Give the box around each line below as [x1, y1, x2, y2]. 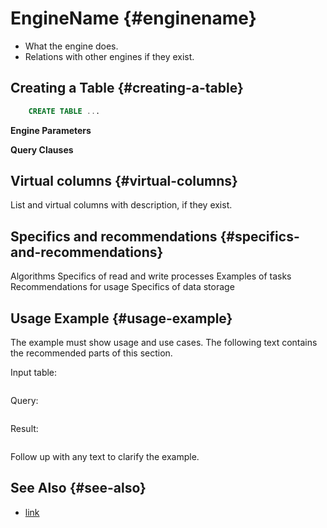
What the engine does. [24, 40, 119, 52]
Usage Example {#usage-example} [10, 310, 233, 327]
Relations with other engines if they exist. [24, 50, 195, 62]
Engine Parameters [10, 124, 92, 136]
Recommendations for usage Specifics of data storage [10, 281, 235, 293]
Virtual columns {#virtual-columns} [10, 173, 238, 190]
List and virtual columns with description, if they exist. [10, 199, 233, 211]
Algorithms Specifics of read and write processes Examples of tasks [10, 270, 292, 282]
